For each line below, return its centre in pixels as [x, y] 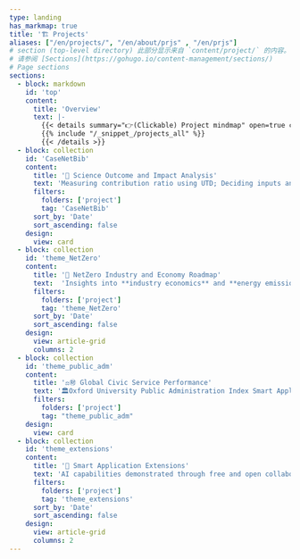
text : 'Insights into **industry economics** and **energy [147, 283]
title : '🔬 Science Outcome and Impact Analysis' [125, 175]
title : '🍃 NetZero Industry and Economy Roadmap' [127, 275]
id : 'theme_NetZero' [63, 259]
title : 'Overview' [67, 109]
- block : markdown [52, 84]
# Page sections [39, 68]
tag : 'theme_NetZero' [82, 308]
